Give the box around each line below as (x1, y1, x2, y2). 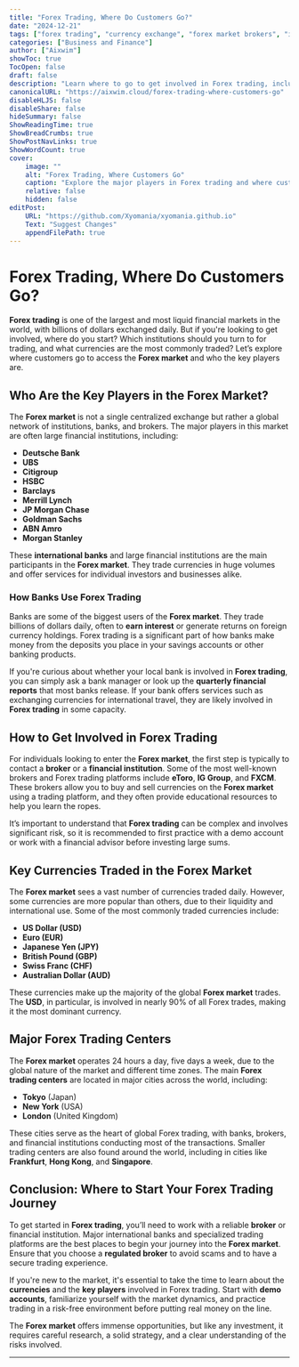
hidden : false (25, 195, 77, 205)
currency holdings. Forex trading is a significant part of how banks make (9, 630, 275, 641)
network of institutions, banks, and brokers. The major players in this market (9, 421, 289, 432)
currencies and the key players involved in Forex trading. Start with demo (9, 1283, 282, 1295)
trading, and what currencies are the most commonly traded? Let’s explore (9, 344, 283, 354)
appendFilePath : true (25, 228, 105, 237)
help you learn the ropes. (9, 801, 101, 812)
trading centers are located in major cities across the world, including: (9, 1074, 269, 1085)
